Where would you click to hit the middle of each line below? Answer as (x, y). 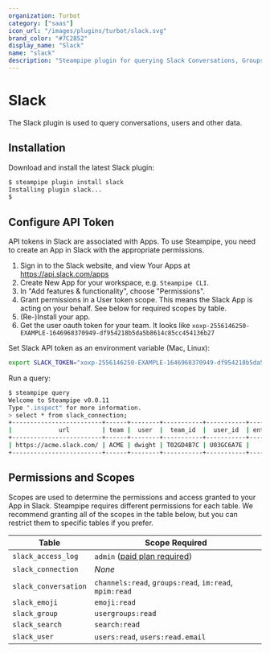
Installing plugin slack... (55, 190)
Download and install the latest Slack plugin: (82, 167)
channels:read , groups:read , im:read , (164, 582)
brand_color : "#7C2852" (48, 38)
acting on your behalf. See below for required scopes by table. (123, 308)
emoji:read (115, 602)
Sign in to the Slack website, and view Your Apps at (105, 265)
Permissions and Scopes (72, 478)
